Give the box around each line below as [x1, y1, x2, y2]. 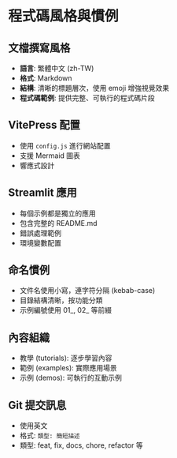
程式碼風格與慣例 [8, 7, 120, 25]
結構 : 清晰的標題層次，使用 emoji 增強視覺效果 [19, 84, 170, 92]
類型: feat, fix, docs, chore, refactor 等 [19, 441, 143, 450]
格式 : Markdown [19, 73, 72, 83]
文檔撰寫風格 [8, 41, 71, 54]
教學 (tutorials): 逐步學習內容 [19, 353, 112, 363]
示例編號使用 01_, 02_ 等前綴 [19, 306, 112, 315]
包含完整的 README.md [19, 218, 98, 227]
